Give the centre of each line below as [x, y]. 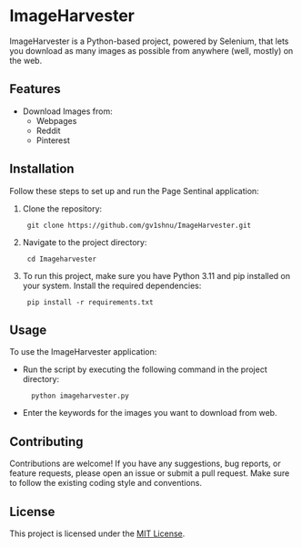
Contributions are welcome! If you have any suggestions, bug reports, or [145, 464]
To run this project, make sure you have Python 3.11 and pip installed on [156, 275]
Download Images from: [67, 111]
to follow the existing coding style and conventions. [106, 483]
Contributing [46, 442]
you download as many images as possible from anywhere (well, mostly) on [151, 50]
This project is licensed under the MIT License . [97, 533]
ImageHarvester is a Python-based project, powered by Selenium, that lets [149, 41]
